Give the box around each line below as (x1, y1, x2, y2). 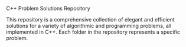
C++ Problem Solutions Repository (6, 5, 90, 12)
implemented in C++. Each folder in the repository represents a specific (6, 28, 180, 35)
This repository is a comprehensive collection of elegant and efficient (6, 16, 175, 23)
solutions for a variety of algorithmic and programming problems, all (6, 23, 172, 29)
